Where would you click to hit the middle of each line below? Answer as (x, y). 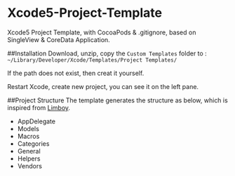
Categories (33, 143)
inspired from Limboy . (39, 107)
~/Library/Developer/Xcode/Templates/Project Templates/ (92, 60)
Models (28, 128)
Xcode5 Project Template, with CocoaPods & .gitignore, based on (102, 32)
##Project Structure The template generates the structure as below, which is (117, 100)
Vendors (29, 165)
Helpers (29, 158)
